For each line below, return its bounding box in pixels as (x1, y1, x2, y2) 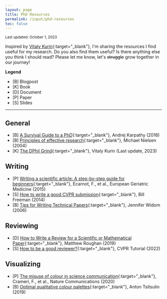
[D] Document (12, 89, 42, 95)
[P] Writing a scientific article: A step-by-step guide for (12, 175, 125, 182)
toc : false (5, 21, 28, 26)
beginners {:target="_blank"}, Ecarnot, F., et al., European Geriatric (12, 181, 149, 187)
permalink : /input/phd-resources (5, 16, 75, 21)
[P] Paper (12, 95, 32, 100)
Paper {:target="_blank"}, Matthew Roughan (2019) (12, 240, 116, 246)
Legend (5, 69, 21, 75)
